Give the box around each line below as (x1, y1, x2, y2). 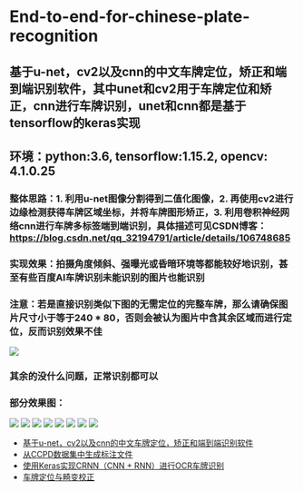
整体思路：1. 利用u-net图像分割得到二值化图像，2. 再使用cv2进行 (9, 192, 294, 205)
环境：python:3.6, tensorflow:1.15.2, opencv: (9, 148, 269, 164)
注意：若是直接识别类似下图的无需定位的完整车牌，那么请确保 (9, 298, 279, 310)
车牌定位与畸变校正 (22, 472, 95, 483)
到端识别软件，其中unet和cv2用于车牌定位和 (9, 81, 260, 96)
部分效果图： (9, 397, 66, 409)
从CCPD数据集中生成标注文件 (22, 449, 133, 460)
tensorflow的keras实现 (9, 115, 141, 131)
